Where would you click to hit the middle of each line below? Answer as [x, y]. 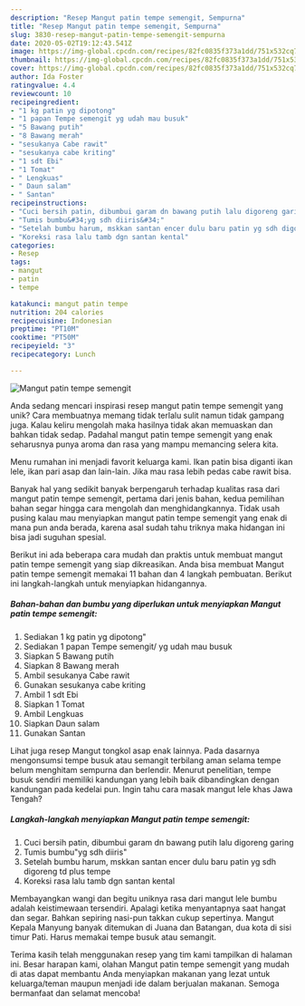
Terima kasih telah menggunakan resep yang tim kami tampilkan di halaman [152, 954]
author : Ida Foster [47, 77]
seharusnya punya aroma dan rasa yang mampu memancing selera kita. [144, 444]
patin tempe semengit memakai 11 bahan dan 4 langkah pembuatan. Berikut [151, 574]
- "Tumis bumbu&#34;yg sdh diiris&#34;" [88, 220]
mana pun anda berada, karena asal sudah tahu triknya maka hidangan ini [148, 527]
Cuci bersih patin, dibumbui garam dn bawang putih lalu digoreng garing [158, 842]
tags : [20, 262]
